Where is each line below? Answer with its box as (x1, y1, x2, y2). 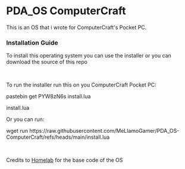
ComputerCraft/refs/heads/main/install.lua (6, 133, 110, 141)
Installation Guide (6, 39, 58, 47)
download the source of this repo (6, 58, 88, 66)
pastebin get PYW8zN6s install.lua (6, 93, 91, 100)
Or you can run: (6, 116, 45, 123)
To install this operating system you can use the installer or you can (6, 52, 171, 59)
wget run (6, 127, 29, 135)
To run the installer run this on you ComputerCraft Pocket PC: (6, 81, 156, 88)
